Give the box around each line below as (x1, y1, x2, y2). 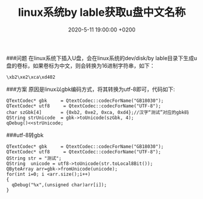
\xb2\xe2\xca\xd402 (6, 74, 56, 80)
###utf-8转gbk (6, 131, 44, 138)
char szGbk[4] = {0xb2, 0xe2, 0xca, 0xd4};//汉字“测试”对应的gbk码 (6, 109, 189, 115)
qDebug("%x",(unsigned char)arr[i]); (12, 181, 107, 188)
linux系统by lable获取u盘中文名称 (18, 5, 186, 19)
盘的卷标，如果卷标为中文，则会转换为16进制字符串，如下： (6, 62, 156, 69)
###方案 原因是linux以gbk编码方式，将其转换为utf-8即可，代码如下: (6, 86, 175, 93)
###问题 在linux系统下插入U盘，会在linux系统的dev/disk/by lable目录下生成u (6, 54, 198, 61)
